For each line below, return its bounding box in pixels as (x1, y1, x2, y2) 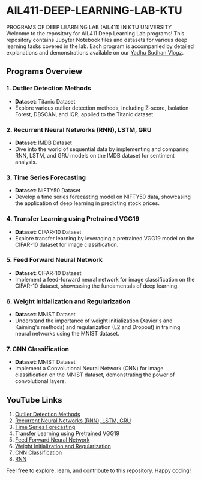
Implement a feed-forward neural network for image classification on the (14, 276, 195, 283)
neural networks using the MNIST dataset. (14, 330, 120, 337)
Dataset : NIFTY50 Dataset (14, 187, 81, 194)
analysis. (14, 158, 37, 165)
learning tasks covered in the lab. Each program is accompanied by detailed (6, 43, 194, 50)
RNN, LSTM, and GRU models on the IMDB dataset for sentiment (14, 152, 175, 159)
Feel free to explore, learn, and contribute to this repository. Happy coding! (6, 467, 191, 474)
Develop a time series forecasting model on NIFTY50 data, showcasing (14, 193, 191, 201)
